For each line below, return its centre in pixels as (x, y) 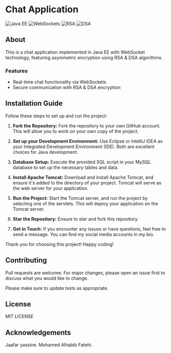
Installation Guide (34, 103)
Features (17, 71)
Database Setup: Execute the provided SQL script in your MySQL (82, 162)
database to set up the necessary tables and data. (66, 167)
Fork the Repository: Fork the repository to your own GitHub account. (87, 126)
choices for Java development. (45, 152)
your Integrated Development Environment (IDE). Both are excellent (83, 147)
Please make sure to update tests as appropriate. (57, 288)
